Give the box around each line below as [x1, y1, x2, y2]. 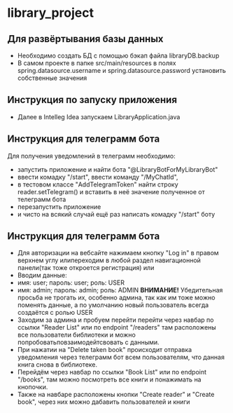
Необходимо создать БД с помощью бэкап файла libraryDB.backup [17, 51, 220, 60]
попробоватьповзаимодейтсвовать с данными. [17, 338, 160, 346]
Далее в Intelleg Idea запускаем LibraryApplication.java [17, 112, 181, 121]
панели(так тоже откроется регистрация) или [17, 264, 155, 272]
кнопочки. [17, 383, 48, 391]
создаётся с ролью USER [17, 309, 93, 317]
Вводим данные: [17, 271, 68, 280]
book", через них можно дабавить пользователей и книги [17, 398, 190, 406]
